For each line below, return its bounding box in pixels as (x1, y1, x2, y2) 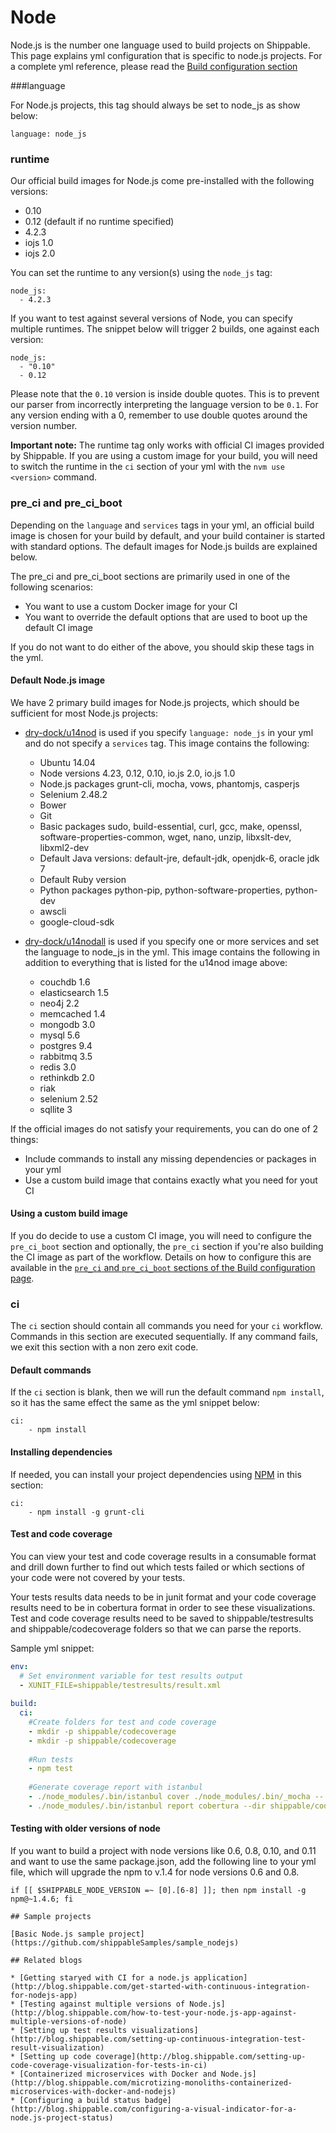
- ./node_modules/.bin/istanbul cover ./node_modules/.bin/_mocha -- (28, 1792, 325, 1802)
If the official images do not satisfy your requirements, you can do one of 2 (10, 1122, 319, 1135)
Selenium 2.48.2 (39, 788, 108, 800)
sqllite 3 (39, 1103, 73, 1115)
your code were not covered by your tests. (10, 1571, 186, 1583)
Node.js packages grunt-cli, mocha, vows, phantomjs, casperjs (39, 777, 300, 790)
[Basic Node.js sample (10, 1929, 105, 1940)
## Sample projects (10, 1912, 92, 1922)
